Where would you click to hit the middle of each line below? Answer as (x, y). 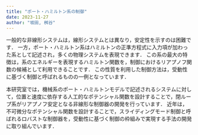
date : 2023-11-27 (27, 17)
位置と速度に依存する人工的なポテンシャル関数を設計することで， (96, 97)
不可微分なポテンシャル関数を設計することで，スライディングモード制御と (96, 111)
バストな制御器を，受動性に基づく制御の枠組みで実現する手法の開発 (109, 119)
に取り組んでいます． (32, 126)
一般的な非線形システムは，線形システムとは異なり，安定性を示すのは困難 (96, 40)
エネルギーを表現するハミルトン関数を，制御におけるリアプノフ (109, 62)
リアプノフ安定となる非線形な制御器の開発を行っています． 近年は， (105, 104)
